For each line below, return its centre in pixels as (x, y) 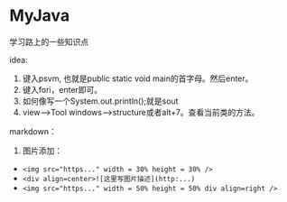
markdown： (33, 131)
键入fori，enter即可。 (62, 89)
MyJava (40, 16)
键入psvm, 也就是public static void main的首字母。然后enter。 (138, 78)
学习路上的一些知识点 (49, 41)
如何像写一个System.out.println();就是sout (100, 101)
